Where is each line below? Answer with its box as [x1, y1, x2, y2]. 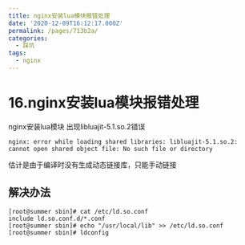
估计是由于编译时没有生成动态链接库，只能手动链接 [8, 160, 177, 169]
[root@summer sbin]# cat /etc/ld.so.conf [8, 207, 149, 215]
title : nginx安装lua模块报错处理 [8, 11, 110, 20]
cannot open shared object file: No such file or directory [8, 145, 214, 153]
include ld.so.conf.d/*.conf [8, 214, 106, 223]
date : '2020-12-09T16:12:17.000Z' [8, 19, 124, 27]
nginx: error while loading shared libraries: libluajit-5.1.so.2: [8, 137, 239, 145]
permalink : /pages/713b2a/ [8, 27, 98, 35]
